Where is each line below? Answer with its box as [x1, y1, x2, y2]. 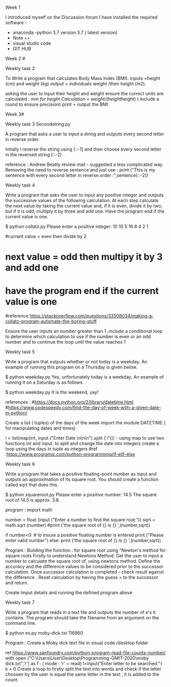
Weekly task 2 [5, 66, 35, 71]
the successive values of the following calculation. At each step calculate [5, 197, 159, 203]
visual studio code [12, 40, 51, 46]
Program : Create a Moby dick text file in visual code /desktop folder [5, 640, 149, 646]
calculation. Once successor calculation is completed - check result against [5, 569, 164, 575]
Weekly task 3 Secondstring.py [5, 121, 71, 127]
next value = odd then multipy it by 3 [5, 251, 163, 263]
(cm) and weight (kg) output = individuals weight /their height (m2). [5, 81, 147, 87]
